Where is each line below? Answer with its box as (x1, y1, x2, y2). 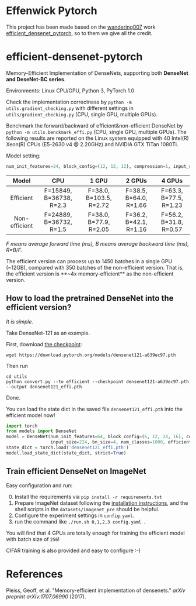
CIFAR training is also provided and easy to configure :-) (6, 547, 141, 554)
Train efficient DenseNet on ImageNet (6, 466, 146, 476)
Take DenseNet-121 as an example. (6, 329, 90, 336)
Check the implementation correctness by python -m (6, 98, 132, 105)
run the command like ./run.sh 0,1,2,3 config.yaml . (14, 518, 146, 525)
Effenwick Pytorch (6, 4, 97, 18)
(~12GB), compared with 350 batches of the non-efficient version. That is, (6, 264, 184, 271)
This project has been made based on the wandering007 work (6, 23, 156, 30)
